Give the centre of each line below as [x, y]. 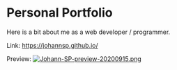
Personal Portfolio [60, 13]
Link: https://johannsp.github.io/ [52, 45]
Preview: [19, 59]
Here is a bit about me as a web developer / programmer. [88, 32]
